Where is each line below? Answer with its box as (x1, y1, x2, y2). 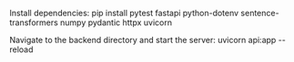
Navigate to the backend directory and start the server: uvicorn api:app (9, 35, 277, 45)
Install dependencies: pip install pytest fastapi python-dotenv (9, 8, 239, 18)
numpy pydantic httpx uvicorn (60, 17, 173, 28)
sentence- (240, 8, 279, 18)
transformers (9, 17, 59, 28)
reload (9, 44, 34, 55)
